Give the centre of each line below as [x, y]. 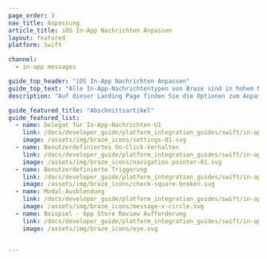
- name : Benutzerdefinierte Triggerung [81, 169]
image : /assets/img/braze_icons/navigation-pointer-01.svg [122, 162]
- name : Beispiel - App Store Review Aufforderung [101, 214]
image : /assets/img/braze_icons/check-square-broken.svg [119, 184]
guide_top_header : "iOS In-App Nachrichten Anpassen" [99, 81]
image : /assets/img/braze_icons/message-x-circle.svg [113, 207]
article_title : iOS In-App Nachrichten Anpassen [90, 30]
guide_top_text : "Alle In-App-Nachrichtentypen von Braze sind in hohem [131, 88]
